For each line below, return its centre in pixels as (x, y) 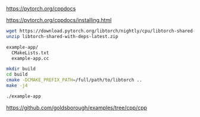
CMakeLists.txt (30, 53)
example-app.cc (30, 58)
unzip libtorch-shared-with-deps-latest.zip (62, 36)
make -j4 (17, 86)
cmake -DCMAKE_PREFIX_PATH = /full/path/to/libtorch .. (74, 80)
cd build (17, 75)
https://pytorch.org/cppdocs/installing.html (59, 20)
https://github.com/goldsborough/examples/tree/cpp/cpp (77, 107)
